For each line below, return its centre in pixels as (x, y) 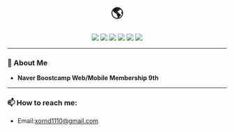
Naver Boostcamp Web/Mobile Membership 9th (88, 78)
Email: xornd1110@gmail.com (58, 121)
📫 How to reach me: (42, 103)
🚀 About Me (28, 63)
